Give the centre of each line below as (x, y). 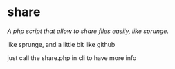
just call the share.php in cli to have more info (72, 58)
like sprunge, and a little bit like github (61, 44)
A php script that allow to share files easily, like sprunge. (88, 31)
